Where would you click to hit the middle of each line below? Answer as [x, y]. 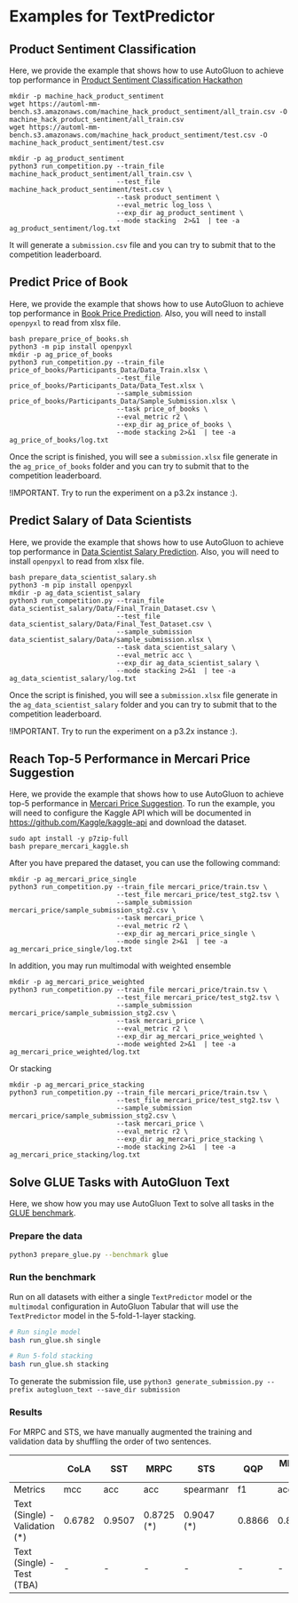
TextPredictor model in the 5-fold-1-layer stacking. [103, 1315]
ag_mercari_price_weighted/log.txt [75, 1052]
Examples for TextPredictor [112, 16]
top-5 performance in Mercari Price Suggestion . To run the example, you [142, 804]
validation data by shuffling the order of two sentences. [110, 1441]
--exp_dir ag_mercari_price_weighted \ [190, 1037]
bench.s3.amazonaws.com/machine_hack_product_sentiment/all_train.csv [142, 112]
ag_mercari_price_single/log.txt [71, 950]
